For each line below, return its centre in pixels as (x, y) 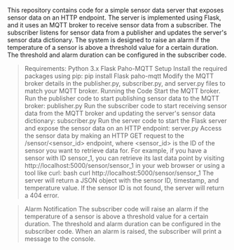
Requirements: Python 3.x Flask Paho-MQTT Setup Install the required (126, 68)
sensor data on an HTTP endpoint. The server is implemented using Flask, (115, 18)
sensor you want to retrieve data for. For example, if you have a (116, 151)
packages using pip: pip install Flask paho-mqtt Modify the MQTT (119, 76)
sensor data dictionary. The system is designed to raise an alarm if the (109, 40)
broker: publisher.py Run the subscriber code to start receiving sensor (126, 106)
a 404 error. (42, 195)
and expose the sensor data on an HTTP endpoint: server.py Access (123, 128)
